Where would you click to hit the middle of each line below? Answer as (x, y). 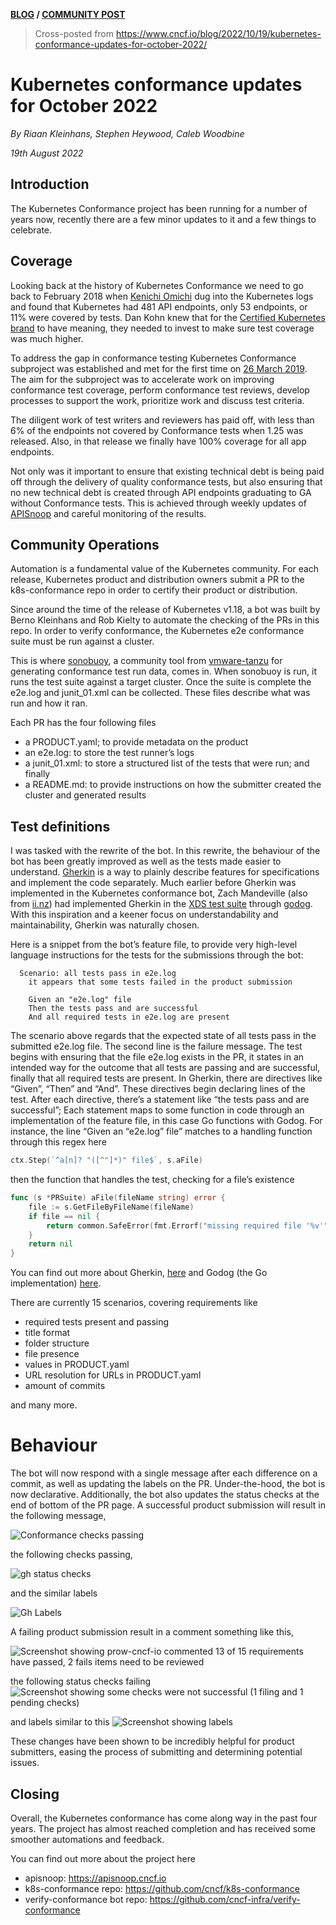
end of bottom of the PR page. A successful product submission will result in (168, 1505)
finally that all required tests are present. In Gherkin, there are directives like (166, 1078)
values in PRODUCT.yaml (77, 1365)
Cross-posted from (74, 33)
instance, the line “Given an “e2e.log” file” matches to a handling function (161, 1131)
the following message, (58, 1516)
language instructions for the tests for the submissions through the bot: (157, 955)
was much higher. (47, 338)
